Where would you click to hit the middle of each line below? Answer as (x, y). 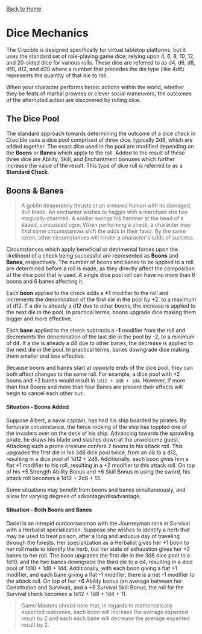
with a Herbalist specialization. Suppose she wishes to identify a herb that (98, 530)
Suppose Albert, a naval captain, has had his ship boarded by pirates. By (96, 420)
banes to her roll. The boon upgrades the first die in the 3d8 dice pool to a (98, 555)
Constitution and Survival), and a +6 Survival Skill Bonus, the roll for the (95, 587)
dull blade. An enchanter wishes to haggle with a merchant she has (104, 212)
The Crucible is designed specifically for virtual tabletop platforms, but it (96, 49)
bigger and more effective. (39, 319)
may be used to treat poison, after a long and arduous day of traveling (93, 536)
